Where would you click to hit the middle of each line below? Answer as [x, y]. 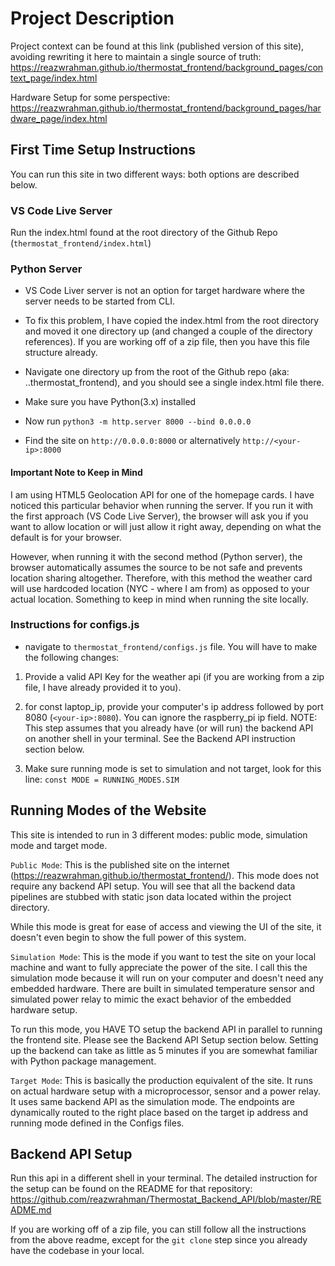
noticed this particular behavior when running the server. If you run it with [162, 505]
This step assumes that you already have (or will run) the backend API [169, 728]
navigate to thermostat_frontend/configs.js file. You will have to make [171, 646]
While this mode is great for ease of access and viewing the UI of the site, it [166, 926]
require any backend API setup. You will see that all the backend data [153, 886]
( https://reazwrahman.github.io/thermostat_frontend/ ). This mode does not [164, 875]
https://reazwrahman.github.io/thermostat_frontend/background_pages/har [166, 108]
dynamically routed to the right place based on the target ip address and [159, 1112]
